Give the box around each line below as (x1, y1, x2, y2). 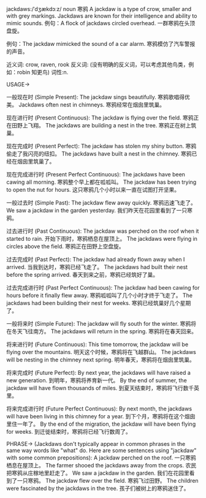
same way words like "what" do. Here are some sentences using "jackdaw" (6, 447, 197, 454)
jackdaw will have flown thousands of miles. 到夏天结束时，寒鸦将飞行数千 (6, 385, 194, 391)
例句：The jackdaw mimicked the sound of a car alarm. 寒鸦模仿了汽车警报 (6, 40, 196, 47)
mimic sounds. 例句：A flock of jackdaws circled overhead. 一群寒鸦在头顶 (6, 20, 195, 26)
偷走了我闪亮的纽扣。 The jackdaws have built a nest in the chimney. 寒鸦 (6, 150, 192, 157)
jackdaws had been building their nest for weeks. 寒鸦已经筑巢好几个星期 (6, 300, 191, 306)
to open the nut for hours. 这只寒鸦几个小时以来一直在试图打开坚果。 (6, 186, 180, 193)
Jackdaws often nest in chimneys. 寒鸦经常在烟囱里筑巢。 (18, 101, 166, 108)
